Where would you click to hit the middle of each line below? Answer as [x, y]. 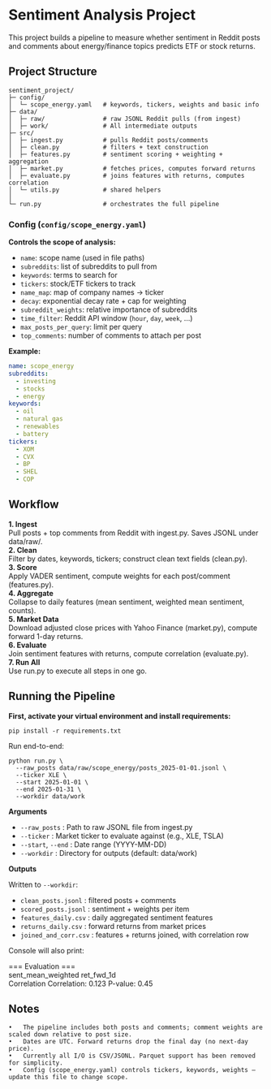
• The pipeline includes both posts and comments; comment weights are [136, 1028]
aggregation [28, 161]
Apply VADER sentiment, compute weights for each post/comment [120, 576]
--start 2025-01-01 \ [52, 782]
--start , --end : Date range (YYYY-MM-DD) [93, 844]
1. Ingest [23, 524]
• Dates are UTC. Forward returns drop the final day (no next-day [129, 1042]
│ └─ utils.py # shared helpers [85, 190]
